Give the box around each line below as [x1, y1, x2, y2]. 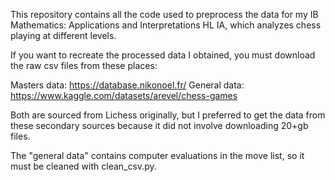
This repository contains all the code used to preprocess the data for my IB [10, 9, 319, 20]
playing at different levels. [10, 30, 117, 41]
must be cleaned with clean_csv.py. [10, 160, 157, 172]
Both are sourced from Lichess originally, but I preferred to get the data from [10, 109, 326, 121]
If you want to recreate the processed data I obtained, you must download [10, 49, 316, 61]
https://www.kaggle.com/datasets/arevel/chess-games [10, 90, 238, 101]
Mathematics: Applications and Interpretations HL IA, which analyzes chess [10, 19, 322, 31]
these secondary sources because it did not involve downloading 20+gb [10, 120, 309, 131]
